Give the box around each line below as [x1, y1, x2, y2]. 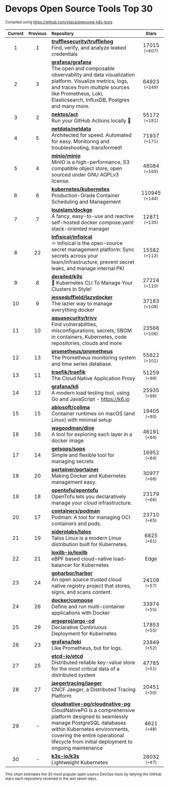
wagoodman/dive [51, 424, 95, 431]
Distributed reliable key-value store [51, 659, 135, 666]
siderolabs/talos [51, 528, 92, 535]
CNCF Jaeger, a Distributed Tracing [51, 686, 136, 693]
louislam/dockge [51, 206, 93, 213]
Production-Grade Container [51, 192, 120, 199]
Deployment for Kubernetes [51, 630, 117, 637]
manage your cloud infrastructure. [51, 499, 132, 506]
